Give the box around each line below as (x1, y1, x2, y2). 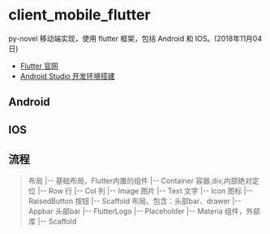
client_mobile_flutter (8, 6, 152, 24)
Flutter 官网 (19, 61, 59, 71)
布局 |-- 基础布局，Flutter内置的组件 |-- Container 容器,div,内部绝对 (28, 175, 253, 185)
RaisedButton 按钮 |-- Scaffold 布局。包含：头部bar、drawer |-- (28, 196, 242, 206)
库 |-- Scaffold (28, 216, 77, 226)
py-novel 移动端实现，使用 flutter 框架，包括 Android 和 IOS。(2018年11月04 (8, 33, 262, 43)
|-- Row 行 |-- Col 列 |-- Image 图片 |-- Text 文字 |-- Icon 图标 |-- (37, 185, 253, 196)
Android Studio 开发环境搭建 (19, 71, 115, 80)
